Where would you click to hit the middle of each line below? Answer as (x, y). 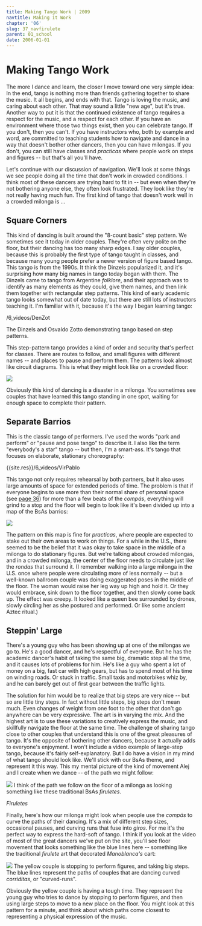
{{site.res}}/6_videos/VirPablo (43, 468)
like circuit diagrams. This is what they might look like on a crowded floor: (97, 366)
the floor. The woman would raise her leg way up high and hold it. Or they (97, 586)
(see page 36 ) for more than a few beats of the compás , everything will (95, 498)
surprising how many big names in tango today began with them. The (93, 274)
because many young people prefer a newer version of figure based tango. (99, 260)
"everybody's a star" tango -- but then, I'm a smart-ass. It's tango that (93, 449)
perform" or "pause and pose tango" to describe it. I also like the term (93, 443)
